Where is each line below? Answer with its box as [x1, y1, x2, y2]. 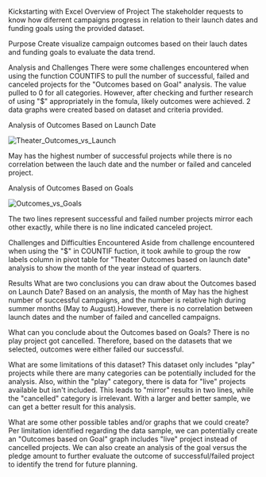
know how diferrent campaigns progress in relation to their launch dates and [8, 15, 258, 25]
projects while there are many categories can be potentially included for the [8, 368, 256, 378]
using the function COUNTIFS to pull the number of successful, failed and [8, 71, 249, 80]
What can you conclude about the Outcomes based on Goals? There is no [8, 328, 250, 337]
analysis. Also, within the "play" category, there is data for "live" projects [8, 377, 246, 386]
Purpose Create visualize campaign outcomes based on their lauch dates [8, 39, 248, 48]
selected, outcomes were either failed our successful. [8, 344, 184, 354]
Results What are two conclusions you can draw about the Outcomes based [8, 279, 256, 288]
